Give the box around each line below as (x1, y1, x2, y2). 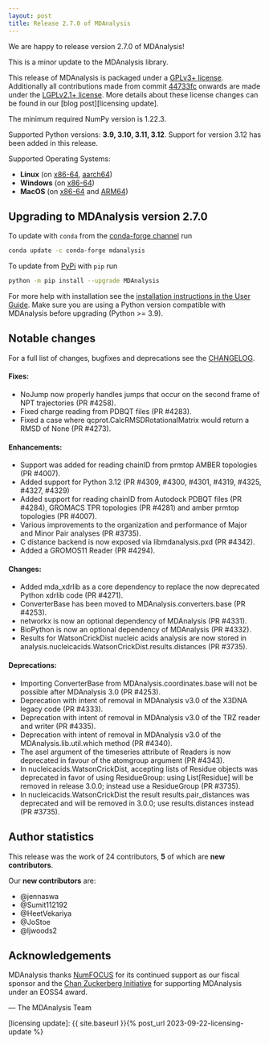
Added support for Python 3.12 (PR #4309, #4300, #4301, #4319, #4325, (19, 477, 262, 487)
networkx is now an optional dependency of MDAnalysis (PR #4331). (19, 616, 247, 626)
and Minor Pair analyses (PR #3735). (19, 528, 142, 538)
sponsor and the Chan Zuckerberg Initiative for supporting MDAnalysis (8, 979, 243, 988)
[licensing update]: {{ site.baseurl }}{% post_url (8, 1018, 165, 1028)
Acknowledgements (8, 948, 112, 963)
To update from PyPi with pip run (8, 261, 118, 271)
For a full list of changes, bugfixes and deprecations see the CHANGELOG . (8, 353, 255, 362)
